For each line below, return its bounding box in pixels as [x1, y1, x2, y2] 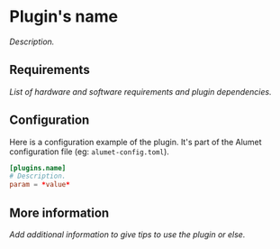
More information [9, 205, 110, 220]
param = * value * [9, 180, 70, 189]
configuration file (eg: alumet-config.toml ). [9, 146, 169, 157]
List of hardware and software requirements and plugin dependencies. [9, 86, 272, 97]
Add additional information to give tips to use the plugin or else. [9, 229, 246, 240]
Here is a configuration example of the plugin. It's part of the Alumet [9, 136, 263, 147]
